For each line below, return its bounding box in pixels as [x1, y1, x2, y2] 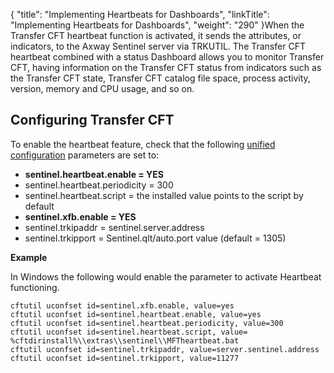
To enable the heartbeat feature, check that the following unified [10, 138, 276, 150]
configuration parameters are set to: [10, 149, 160, 161]
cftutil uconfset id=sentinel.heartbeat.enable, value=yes [10, 309, 262, 319]
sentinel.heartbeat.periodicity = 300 [24, 179, 174, 191]
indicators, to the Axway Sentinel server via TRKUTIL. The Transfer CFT [10, 40, 306, 52]
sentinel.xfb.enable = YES [24, 210, 137, 223]
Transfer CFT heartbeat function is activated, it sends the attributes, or [10, 30, 302, 41]
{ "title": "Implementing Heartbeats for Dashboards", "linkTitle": [10, 9, 270, 20]
